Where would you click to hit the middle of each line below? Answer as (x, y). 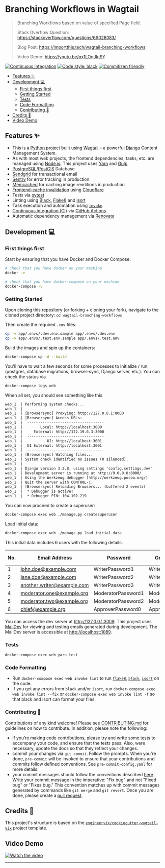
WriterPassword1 (114, 569)
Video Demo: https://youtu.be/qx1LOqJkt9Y (61, 57)
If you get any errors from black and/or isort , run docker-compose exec (84, 689)
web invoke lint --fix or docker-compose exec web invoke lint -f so (83, 694)
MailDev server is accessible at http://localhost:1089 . (58, 632)
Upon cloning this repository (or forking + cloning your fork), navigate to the (82, 310)
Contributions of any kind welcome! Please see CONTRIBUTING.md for (77, 723)
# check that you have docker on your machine (54, 268)
